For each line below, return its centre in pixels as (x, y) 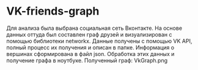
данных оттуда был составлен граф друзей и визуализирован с (89, 34)
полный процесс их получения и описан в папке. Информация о (90, 47)
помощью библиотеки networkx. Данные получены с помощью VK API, (99, 41)
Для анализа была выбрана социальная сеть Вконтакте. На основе (94, 28)
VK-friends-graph (53, 11)
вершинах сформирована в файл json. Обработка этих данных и (90, 54)
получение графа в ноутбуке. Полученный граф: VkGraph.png (87, 60)
